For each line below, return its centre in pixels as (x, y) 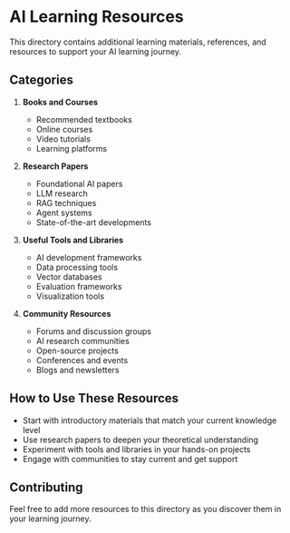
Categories (42, 80)
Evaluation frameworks (79, 286)
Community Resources (67, 313)
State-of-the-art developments (94, 222)
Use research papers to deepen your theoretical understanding (140, 439)
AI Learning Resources (97, 17)
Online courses (64, 129)
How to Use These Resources (94, 398)
